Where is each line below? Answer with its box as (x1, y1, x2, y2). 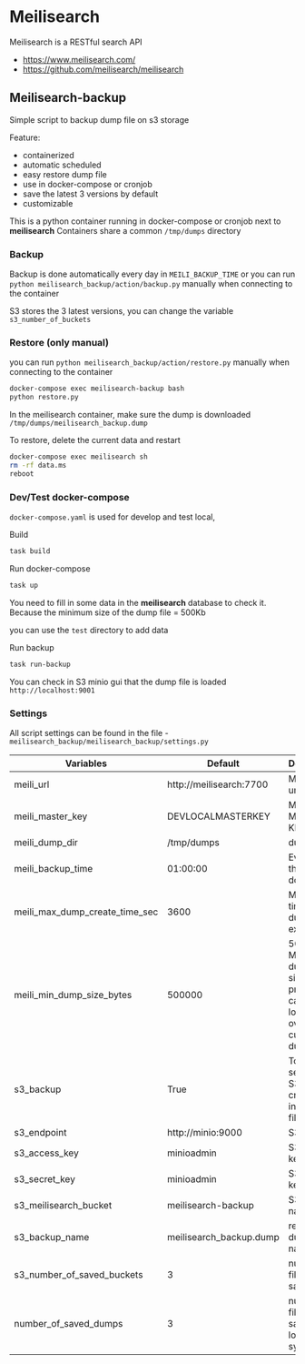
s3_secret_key (14, 1172, 75, 1185)
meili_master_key (14, 810, 88, 823)
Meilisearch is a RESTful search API (9, 36, 143, 47)
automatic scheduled (22, 159, 102, 170)
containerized (22, 149, 74, 160)
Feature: (9, 132, 41, 143)
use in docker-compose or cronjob (22, 178, 152, 189)
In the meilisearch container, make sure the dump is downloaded (9, 409, 251, 420)
